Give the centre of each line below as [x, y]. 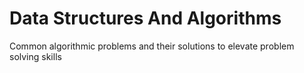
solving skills [35, 56]
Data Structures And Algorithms [145, 18]
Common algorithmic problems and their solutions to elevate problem [152, 46]
